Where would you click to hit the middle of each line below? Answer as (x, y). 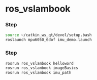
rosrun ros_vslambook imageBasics (42, 68)
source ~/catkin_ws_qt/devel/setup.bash (49, 35)
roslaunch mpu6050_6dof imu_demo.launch (49, 40)
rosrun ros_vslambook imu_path (38, 73)
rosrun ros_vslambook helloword (39, 63)
